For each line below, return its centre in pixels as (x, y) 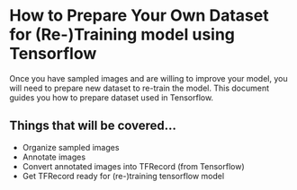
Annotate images (54, 157)
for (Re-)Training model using (122, 35)
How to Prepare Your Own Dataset (139, 16)
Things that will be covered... (93, 126)
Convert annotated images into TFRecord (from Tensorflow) (133, 166)
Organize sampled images (71, 147)
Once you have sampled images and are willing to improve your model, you (148, 78)
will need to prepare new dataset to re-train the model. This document (139, 88)
